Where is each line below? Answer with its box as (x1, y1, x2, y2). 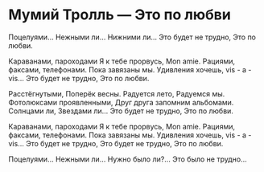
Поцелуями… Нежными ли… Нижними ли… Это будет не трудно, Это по (8, 32, 256, 42)
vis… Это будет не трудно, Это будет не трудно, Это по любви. (8, 138, 224, 148)
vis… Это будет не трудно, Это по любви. (8, 73, 150, 83)
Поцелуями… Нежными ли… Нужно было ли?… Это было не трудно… (8, 154, 247, 164)
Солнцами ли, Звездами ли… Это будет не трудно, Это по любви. (8, 106, 233, 116)
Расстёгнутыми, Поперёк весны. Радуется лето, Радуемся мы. (8, 88, 225, 98)
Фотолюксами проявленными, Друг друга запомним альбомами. (8, 97, 234, 107)
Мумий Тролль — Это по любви (8, 6, 231, 24)
